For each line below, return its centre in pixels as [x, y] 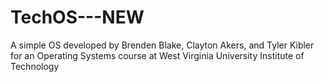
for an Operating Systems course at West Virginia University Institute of [157, 55]
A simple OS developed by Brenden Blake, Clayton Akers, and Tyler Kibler [162, 45]
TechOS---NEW [77, 17]
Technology [35, 66]
